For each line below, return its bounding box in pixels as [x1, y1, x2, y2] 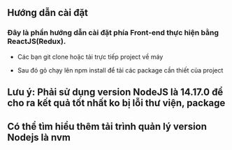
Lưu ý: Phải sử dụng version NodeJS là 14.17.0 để [7, 87, 224, 98]
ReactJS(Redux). [7, 36, 66, 46]
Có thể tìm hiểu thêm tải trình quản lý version [7, 121, 208, 133]
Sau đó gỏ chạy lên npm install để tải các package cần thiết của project [17, 66, 224, 74]
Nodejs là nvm [7, 132, 71, 144]
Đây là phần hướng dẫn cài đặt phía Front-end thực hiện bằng [7, 28, 219, 38]
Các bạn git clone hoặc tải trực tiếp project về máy [17, 52, 164, 61]
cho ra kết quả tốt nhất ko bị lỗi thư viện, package [7, 97, 226, 109]
